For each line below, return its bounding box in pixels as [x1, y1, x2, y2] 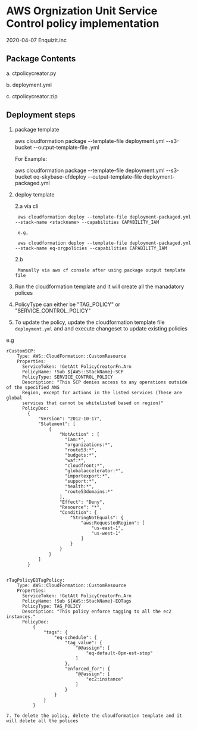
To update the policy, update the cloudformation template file [14, 319, 165, 326]
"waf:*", [64, 457, 86, 463]
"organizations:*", [64, 442, 113, 448]
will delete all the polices [6, 717, 79, 724]
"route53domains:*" [64, 488, 113, 495]
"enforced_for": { [64, 666, 111, 672]
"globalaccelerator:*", [64, 467, 124, 474]
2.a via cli [14, 202, 39, 210]
